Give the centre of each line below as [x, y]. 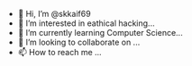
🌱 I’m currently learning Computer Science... [100, 33]
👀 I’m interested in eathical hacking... [86, 23]
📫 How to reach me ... [59, 52]
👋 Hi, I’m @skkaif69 [55, 14]
